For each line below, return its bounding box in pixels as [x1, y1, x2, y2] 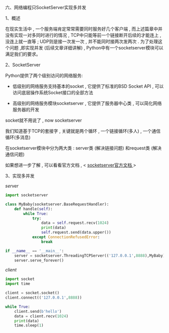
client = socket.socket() [5, 291, 59, 296]
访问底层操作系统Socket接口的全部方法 [12, 90, 94, 95]
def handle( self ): [14, 206, 53, 211]
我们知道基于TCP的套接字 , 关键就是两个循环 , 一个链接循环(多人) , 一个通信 [5, 128, 161, 134]
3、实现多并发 [5, 173, 35, 179]
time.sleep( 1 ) [14, 323, 44, 328]
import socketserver [5, 193, 49, 198]
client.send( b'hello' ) [14, 309, 62, 314]
